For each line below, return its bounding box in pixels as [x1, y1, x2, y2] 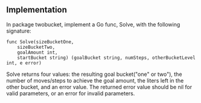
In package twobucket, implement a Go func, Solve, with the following [6, 20, 180, 28]
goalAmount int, [17, 49, 59, 55]
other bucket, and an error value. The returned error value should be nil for [6, 83, 192, 90]
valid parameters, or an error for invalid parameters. [6, 90, 135, 97]
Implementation [6, 5, 68, 15]
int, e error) [6, 60, 42, 66]
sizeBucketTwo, [17, 44, 56, 50]
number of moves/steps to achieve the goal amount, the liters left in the [6, 76, 184, 84]
